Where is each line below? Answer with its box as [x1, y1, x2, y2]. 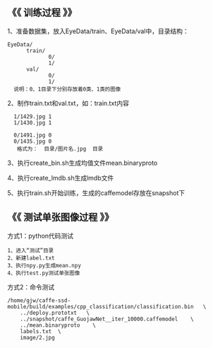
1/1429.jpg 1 [13, 112, 52, 120]
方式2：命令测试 [7, 282, 55, 291]
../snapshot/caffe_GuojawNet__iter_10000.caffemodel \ [20, 315, 194, 323]
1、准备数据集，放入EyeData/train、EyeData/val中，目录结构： [7, 27, 189, 35]
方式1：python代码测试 [7, 231, 74, 240]
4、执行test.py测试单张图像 [7, 269, 80, 277]
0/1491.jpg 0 [13, 132, 52, 139]
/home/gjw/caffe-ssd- [7, 296, 71, 304]
